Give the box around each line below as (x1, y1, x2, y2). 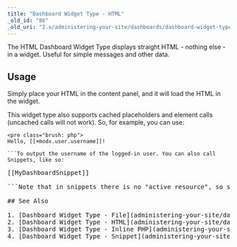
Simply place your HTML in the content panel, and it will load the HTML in (7, 90, 221, 98)
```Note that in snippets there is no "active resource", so (7, 183, 224, 191)
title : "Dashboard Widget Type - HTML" (7, 10, 125, 18)
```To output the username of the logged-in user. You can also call (7, 150, 217, 157)
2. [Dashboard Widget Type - (7, 218, 108, 227)
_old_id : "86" (7, 17, 49, 24)
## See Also (7, 197, 49, 205)
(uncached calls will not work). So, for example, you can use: (7, 118, 185, 127)
